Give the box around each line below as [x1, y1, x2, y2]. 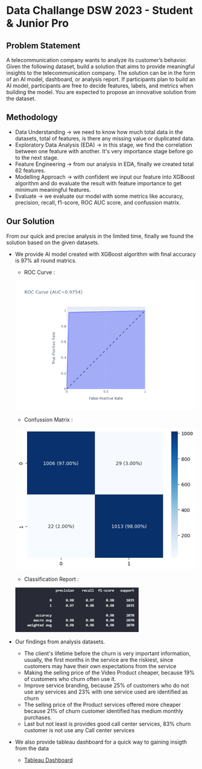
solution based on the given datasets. [6, 239, 99, 246]
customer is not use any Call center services [24, 727, 135, 734]
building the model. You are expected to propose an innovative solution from [6, 89, 197, 95]
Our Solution [6, 217, 55, 227]
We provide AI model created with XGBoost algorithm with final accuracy [14, 250, 196, 258]
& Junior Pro [6, 16, 69, 30]
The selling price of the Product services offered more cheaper [24, 701, 181, 709]
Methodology [6, 112, 58, 122]
